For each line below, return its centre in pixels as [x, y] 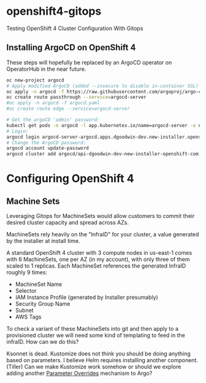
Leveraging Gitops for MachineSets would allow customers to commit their [101, 216]
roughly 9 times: [27, 273]
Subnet [24, 311]
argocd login [23, 137]
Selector [26, 291]
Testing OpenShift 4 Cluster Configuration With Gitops [75, 28]
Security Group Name [43, 304]
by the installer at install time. [43, 241]
